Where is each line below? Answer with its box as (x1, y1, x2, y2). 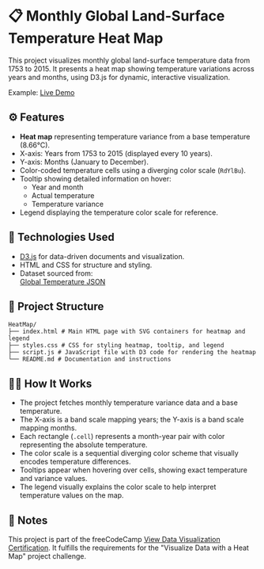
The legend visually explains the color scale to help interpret (19, 482, 217, 492)
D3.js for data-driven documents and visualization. (19, 251, 185, 261)
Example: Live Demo (8, 87, 75, 97)
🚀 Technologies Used (8, 231, 115, 244)
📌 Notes (8, 514, 48, 527)
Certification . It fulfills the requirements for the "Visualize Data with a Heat (8, 543, 249, 552)
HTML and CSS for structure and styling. (19, 260, 153, 269)
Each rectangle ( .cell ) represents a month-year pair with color (19, 432, 225, 441)
